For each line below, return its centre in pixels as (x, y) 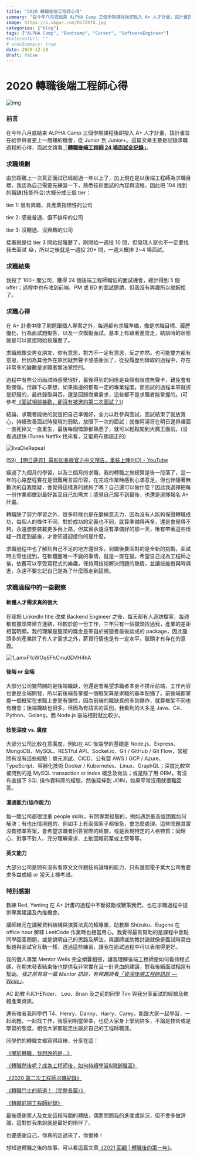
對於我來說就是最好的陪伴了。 (57, 1122)
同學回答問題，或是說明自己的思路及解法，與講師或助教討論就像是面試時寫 (96, 939)
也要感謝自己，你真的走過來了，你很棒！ (55, 1135)
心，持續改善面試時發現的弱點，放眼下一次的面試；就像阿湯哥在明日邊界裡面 (98, 421)
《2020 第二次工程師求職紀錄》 (44, 1078)
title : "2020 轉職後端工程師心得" (44, 11)
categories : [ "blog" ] (33, 28)
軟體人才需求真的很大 (32, 602)
